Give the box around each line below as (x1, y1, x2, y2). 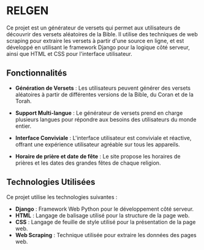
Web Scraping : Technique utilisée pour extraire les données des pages (15, 231, 197, 238)
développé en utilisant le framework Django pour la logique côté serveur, (6, 44, 190, 51)
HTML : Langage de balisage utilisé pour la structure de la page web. (15, 211, 190, 219)
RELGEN (6, 4, 49, 18)
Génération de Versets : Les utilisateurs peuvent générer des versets (15, 84, 191, 92)
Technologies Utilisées (6, 177, 96, 187)
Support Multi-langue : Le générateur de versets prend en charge (15, 109, 183, 117)
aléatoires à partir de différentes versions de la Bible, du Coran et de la (15, 90, 194, 98)
